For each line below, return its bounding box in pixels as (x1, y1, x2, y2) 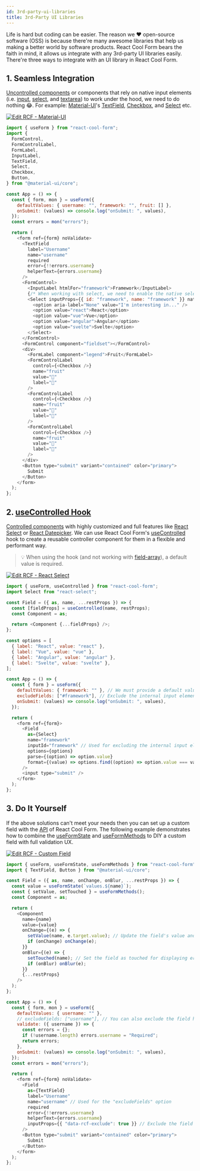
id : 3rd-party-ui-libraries (6, 8, 76, 15)
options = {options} (27, 748, 73, 754)
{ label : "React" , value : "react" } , (11, 643, 105, 649)
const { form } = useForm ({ (11, 682, 82, 688)
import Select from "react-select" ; (6, 588, 97, 594)
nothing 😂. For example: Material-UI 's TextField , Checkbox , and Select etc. (6, 102, 192, 109)
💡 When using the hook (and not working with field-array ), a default (20, 553, 187, 560)
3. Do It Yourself (6, 803, 67, 813)
